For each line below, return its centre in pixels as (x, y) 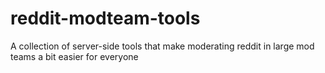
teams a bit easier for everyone (74, 56)
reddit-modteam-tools (105, 18)
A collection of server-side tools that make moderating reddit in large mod (162, 46)
